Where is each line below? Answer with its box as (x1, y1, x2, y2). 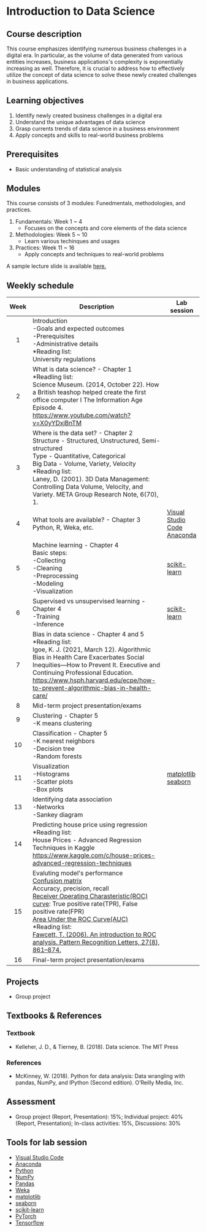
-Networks (32, 803, 65, 812)
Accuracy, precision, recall (32, 884, 109, 893)
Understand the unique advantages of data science (15, 118, 145, 125)
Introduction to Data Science (6, 4, 155, 18)
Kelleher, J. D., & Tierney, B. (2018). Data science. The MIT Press (15, 1043, 179, 1050)
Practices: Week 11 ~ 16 (15, 244, 75, 251)
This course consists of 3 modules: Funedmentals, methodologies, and (6, 200, 186, 207)
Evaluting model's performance (32, 869, 123, 877)
